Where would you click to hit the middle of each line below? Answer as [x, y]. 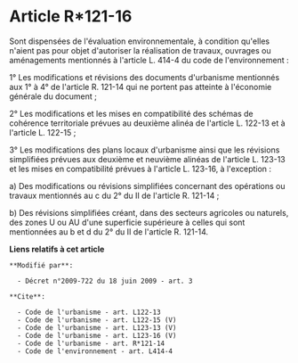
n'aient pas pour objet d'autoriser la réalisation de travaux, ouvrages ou [140, 50]
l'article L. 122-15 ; [43, 132]
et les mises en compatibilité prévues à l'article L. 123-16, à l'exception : [141, 169]
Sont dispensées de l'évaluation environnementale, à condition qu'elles [139, 41]
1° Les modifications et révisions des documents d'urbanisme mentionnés [145, 77]
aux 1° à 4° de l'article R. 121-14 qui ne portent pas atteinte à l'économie [141, 87]
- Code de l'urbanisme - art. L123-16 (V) [97, 335]
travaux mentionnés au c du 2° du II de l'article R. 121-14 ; [114, 195]
